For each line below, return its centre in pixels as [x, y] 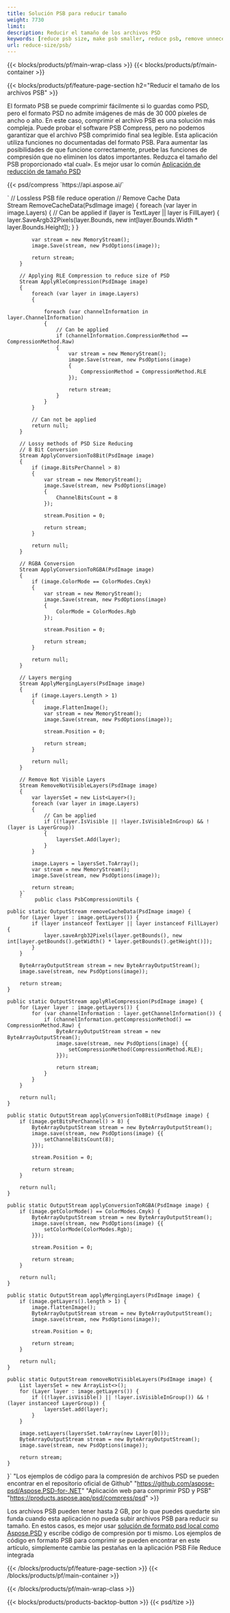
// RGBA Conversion [47, 563]
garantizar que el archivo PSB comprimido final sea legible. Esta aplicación [112, 135]
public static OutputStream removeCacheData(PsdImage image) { [99, 912]
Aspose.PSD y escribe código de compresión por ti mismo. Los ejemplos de [114, 1533]
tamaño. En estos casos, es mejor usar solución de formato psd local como [113, 1526]
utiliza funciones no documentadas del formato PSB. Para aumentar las [107, 142]
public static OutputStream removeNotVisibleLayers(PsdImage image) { [110, 1379]
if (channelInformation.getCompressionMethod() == [117, 1019]
